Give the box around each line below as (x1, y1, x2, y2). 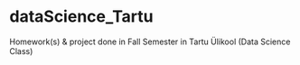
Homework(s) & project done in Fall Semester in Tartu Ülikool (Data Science (9, 36, 291, 47)
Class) (9, 45, 33, 56)
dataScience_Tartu (9, 6, 154, 27)
